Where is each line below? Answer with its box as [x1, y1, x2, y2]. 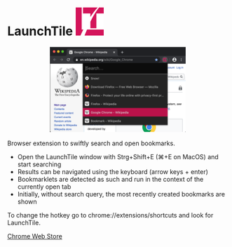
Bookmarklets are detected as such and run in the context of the [17, 175, 204, 183]
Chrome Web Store [7, 232, 63, 240]
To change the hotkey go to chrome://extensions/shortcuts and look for [7, 211, 214, 219]
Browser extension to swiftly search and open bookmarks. [7, 139, 175, 147]
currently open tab [17, 182, 71, 191]
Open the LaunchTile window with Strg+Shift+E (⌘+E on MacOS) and [17, 152, 219, 161]
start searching [17, 160, 62, 168]
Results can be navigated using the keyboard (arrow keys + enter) [17, 167, 209, 175]
